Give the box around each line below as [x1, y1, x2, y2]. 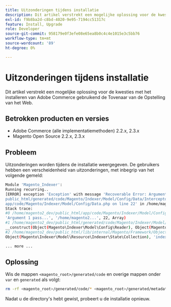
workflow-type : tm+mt [5, 36, 51, 41]
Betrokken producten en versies [5, 114, 109, 123]
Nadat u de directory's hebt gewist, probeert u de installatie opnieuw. [5, 296, 151, 302]
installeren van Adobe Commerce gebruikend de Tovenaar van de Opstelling [5, 94, 165, 100]
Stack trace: [5, 206, 33, 211]
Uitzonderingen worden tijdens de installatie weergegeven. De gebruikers [5, 162, 160, 168]
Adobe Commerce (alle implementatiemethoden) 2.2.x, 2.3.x [12, 128, 140, 134]
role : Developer [5, 27, 40, 32]
